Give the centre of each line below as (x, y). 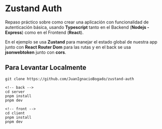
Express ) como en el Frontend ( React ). (44, 32)
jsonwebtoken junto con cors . (36, 52)
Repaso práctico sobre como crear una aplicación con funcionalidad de (77, 22)
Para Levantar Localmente (46, 68)
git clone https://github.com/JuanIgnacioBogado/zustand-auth (70, 79)
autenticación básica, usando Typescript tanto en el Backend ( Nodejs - (77, 27)
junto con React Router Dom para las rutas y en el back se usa (68, 47)
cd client (15, 113)
